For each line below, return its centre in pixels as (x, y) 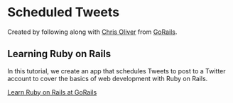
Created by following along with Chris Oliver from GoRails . (92, 32)
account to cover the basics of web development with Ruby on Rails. (108, 78)
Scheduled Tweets (63, 12)
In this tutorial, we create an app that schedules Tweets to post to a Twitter (116, 71)
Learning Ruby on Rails (59, 54)
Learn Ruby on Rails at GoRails (52, 92)
